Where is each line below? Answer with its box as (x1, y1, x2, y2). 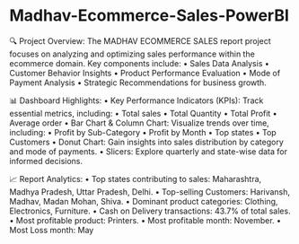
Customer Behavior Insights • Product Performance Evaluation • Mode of (9, 67, 281, 78)
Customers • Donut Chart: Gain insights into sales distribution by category (9, 136, 285, 147)
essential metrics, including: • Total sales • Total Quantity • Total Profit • (9, 108, 277, 118)
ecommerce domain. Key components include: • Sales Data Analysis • (9, 57, 269, 68)
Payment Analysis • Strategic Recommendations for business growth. (9, 77, 267, 88)
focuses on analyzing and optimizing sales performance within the (9, 48, 256, 59)
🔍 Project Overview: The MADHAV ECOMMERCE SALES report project (9, 35, 271, 46)
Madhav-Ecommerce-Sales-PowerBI (9, 5, 290, 26)
